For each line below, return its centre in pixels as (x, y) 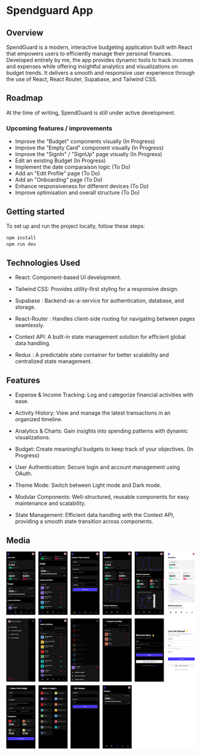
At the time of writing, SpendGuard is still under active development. (91, 113)
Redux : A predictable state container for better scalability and (92, 355)
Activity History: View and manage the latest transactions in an (93, 413)
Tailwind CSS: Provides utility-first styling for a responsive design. (97, 289)
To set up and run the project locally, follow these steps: (76, 226)
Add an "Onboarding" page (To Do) (59, 180)
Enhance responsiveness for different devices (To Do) (82, 186)
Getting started (36, 211)
